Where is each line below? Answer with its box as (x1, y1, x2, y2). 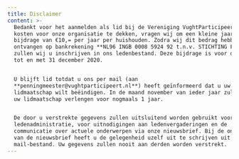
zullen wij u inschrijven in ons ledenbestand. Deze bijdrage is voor (14, 50, 228, 57)
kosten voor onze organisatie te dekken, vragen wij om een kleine (14, 30, 218, 38)
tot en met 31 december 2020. (14, 57, 103, 64)
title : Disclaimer (7, 10, 62, 18)
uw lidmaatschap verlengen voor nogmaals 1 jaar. (14, 95, 164, 103)
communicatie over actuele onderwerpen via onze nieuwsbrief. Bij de (14, 128, 224, 135)
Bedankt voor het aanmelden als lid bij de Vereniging (14, 23, 180, 31)
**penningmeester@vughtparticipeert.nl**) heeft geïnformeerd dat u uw (14, 82, 231, 89)
